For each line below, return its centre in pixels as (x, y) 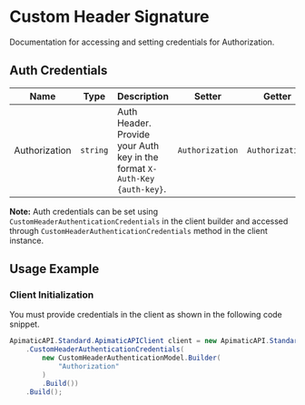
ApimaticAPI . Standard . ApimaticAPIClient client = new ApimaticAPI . (140, 341)
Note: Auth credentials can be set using (84, 211)
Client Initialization (52, 295)
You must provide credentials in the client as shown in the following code (146, 315)
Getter (277, 96)
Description (143, 96)
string (94, 150)
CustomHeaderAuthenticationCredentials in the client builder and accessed (149, 221)
